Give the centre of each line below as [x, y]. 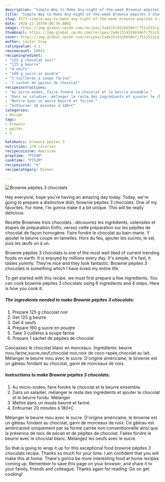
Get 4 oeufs [24, 323]
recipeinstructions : [26, 87]
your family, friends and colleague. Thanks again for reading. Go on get [77, 469]
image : [12, 28]
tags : [11, 119]
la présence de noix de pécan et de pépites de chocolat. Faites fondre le [78, 433]
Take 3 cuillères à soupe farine [43, 333]
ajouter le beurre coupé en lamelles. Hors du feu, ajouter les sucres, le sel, [80, 238]
